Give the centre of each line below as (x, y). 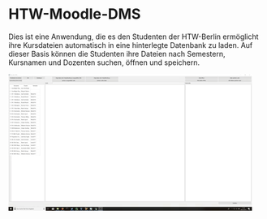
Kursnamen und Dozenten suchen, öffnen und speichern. (104, 62)
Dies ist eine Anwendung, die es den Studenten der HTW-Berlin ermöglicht (133, 36)
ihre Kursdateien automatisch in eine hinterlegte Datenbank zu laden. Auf (131, 45)
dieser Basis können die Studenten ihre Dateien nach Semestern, (117, 54)
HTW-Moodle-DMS (75, 14)
